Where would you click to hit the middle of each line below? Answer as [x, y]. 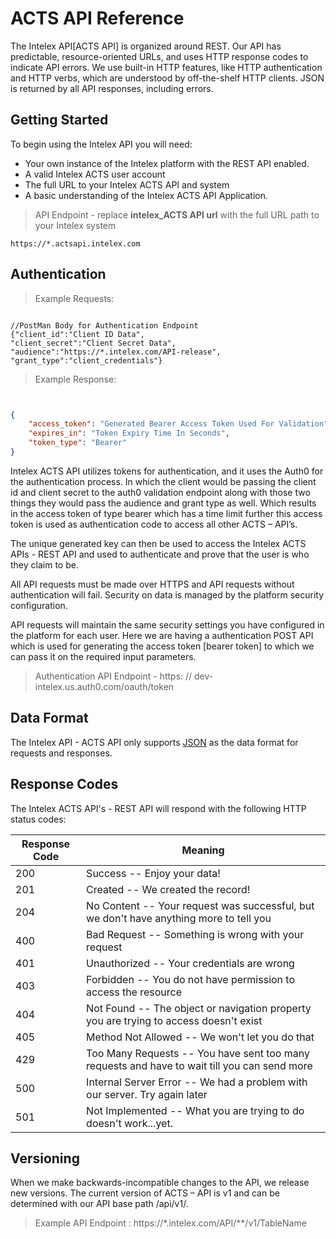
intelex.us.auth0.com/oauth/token [104, 686]
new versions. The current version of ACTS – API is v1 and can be [145, 1193]
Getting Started [59, 120]
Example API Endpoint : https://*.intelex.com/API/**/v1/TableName [170, 1223]
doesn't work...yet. [129, 1123]
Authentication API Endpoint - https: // [113, 676]
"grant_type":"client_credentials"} [86, 360]
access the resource [134, 992]
